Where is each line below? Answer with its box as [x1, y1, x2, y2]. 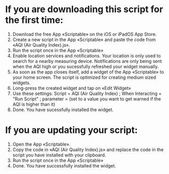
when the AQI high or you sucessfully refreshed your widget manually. [12, 63, 159, 69]
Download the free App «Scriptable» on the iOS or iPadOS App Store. [12, 31, 157, 37]
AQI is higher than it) [12, 101, 55, 107]
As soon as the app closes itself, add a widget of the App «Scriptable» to [12, 68, 164, 75]
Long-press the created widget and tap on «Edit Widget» [12, 85, 131, 91]
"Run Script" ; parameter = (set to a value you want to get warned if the [12, 95, 161, 102]
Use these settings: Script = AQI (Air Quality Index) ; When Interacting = [12, 90, 162, 96]
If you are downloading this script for [5, 4, 163, 15]
